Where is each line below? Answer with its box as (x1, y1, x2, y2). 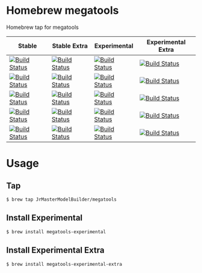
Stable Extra (52, 42, 88, 50)
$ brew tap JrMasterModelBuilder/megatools (6, 196, 117, 202)
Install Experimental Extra (6, 245, 105, 256)
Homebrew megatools (6, 4, 119, 17)
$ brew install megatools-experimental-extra (6, 261, 122, 267)
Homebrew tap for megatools (6, 24, 79, 31)
